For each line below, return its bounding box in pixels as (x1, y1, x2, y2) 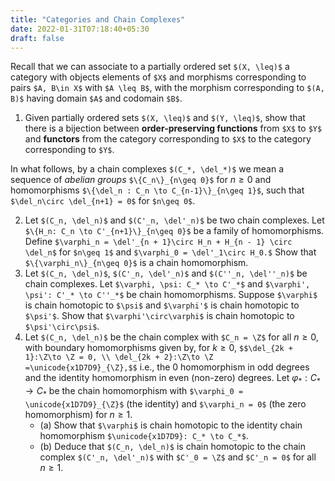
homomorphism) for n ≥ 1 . (24, 408, 133, 420)
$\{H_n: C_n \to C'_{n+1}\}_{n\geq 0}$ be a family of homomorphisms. (24, 225, 325, 237)
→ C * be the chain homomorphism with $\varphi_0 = (24, 385, 244, 399)
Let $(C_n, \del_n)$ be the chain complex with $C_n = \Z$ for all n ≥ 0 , (24, 331, 319, 343)
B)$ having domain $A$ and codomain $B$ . (10, 92, 183, 105)
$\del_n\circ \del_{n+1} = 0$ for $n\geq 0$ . (10, 195, 196, 207)
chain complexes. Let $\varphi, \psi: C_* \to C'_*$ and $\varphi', (24, 278, 311, 290)
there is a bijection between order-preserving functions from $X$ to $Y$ (24, 122, 323, 135)
